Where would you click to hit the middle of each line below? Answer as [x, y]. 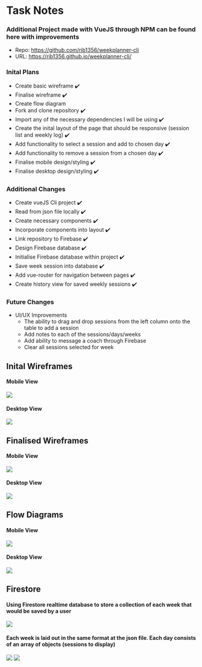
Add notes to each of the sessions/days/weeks [82, 334]
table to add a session [52, 328]
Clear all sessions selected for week [69, 347]
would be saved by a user [39, 611]
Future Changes [30, 302]
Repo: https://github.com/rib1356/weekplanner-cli [77, 50]
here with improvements [43, 37]
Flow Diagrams [35, 515]
